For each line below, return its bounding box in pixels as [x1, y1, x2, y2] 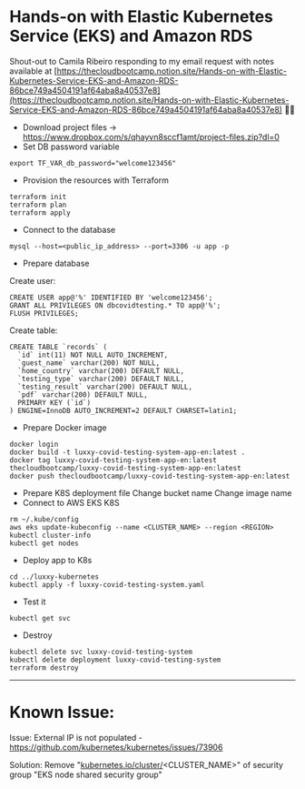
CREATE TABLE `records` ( [9, 342, 107, 351]
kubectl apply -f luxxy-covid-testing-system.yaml [9, 580, 205, 589]
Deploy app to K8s [22, 554, 93, 565]
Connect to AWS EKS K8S [22, 497, 120, 508]
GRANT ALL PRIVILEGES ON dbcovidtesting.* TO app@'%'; [9, 300, 221, 310]
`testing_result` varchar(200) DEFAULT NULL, [17, 382, 193, 391]
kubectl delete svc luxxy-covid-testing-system [9, 647, 193, 656]
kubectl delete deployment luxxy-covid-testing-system [9, 655, 221, 664]
